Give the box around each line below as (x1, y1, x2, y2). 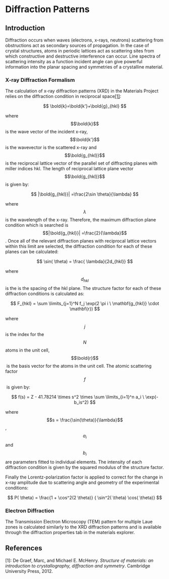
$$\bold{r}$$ (71, 355, 99, 361)
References (5, 544, 42, 553)
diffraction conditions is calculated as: (5, 291, 85, 297)
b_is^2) (74, 399, 89, 405)
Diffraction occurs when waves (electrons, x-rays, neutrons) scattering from (5, 37, 164, 43)
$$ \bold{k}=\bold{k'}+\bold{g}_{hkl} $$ (42, 103, 127, 109)
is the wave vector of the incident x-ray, (5, 129, 88, 135)
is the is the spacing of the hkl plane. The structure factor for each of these (5, 285, 161, 292)
